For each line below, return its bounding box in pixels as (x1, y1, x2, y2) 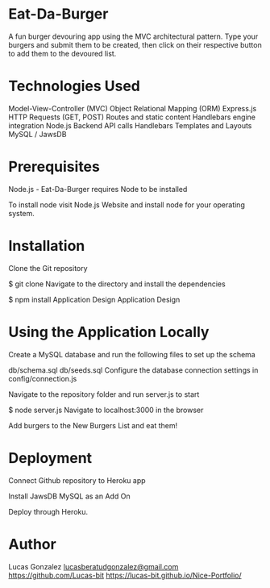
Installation (8, 237, 85, 255)
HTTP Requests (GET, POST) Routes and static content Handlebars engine (8, 112, 256, 122)
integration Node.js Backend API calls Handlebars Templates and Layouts (8, 120, 252, 130)
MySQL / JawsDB (8, 129, 67, 139)
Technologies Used (8, 77, 141, 95)
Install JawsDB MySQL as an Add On (8, 491, 131, 501)
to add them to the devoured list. (8, 48, 117, 58)
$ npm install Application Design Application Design (8, 294, 181, 304)
